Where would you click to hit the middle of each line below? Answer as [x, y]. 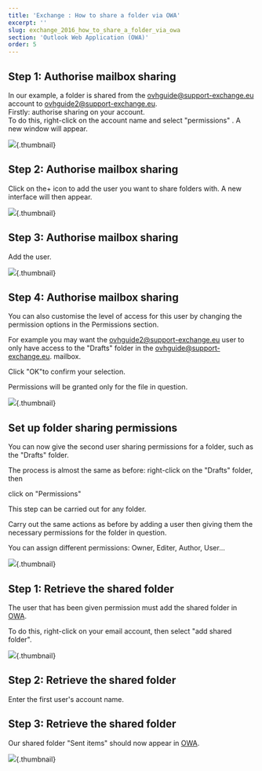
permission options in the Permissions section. [84, 325]
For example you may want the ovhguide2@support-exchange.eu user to [126, 340]
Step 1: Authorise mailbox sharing [92, 77]
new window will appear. [48, 128]
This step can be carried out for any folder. [77, 509]
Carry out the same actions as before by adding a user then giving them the [131, 524]
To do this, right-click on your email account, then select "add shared [120, 631]
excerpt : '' [27, 23]
